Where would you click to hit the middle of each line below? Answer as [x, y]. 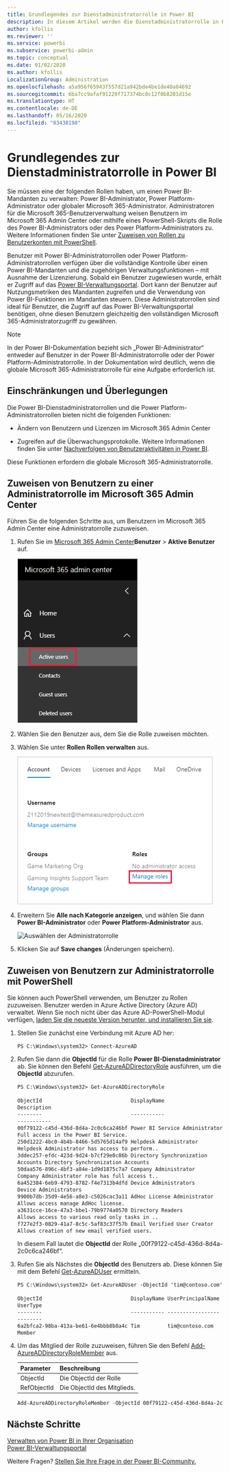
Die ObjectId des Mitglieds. [97, 1388]
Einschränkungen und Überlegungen [88, 391]
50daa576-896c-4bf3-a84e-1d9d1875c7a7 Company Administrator [106, 1169]
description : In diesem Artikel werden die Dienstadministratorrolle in [113, 22]
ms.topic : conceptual [38, 58]
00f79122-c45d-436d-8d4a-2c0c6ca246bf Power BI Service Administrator [120, 1128]
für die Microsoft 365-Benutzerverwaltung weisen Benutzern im [97, 213]
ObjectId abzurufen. [46, 1074]
